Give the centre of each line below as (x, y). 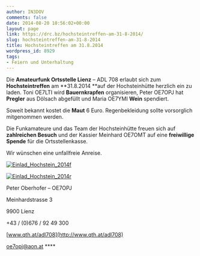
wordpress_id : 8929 (31, 51)
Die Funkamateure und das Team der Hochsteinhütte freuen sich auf (91, 128)
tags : (13, 57)
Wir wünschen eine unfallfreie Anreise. (54, 153)
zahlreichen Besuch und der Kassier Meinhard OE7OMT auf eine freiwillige (100, 135)
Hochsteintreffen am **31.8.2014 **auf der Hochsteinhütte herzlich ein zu (99, 86)
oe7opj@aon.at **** (31, 246)
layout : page (23, 29)
